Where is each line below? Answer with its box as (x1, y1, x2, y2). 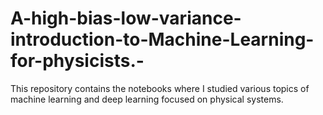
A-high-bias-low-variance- (10, 7, 242, 30)
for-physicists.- (10, 50, 145, 72)
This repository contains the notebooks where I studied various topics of (10, 82, 310, 94)
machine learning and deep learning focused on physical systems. (10, 93, 284, 105)
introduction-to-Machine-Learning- (10, 28, 315, 51)
